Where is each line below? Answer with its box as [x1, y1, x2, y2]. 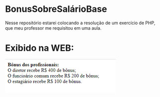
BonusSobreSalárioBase [5, 3, 107, 15]
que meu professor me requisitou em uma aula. [5, 25, 102, 31]
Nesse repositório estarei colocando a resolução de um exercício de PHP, [5, 20, 156, 26]
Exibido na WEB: [5, 43, 74, 54]
